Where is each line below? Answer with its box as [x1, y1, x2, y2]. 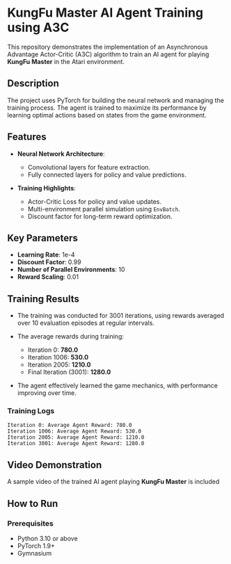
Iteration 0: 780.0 [27, 346, 79, 354]
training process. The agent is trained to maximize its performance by [7, 103, 207, 112]
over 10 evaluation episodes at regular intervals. [17, 319, 155, 328]
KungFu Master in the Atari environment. [7, 57, 125, 65]
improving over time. [17, 389, 77, 397]
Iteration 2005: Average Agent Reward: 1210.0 [7, 434, 145, 441]
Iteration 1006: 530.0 [27, 353, 89, 362]
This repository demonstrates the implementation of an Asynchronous [7, 42, 209, 51]
